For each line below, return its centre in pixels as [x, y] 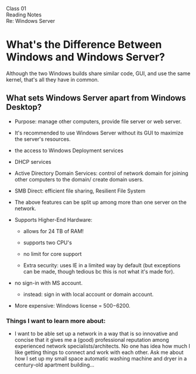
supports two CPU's [47, 242]
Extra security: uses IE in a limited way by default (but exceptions [102, 265]
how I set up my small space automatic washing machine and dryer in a [101, 359]
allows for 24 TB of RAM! [53, 231]
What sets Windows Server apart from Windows [96, 98]
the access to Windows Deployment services [69, 150]
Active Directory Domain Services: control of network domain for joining [101, 173]
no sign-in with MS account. [49, 283]
